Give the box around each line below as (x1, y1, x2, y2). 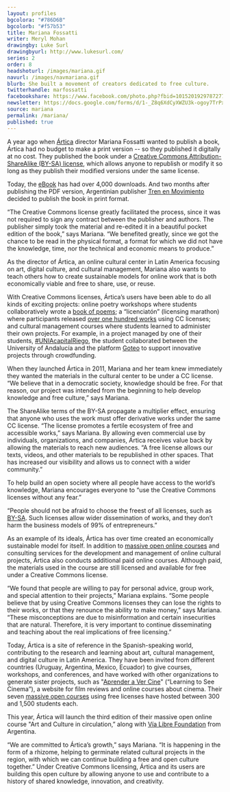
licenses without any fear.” (7, 493, 82, 501)
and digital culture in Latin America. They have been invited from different (7, 655, 215, 664)
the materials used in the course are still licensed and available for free (7, 563, 207, 572)
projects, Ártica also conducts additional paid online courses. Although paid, (7, 556, 222, 564)
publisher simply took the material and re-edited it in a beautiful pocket (7, 222, 207, 231)
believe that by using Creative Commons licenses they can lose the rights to (7, 598, 221, 607)
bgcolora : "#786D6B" (7, 16, 66, 23)
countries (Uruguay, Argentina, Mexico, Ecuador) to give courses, (7, 663, 192, 671)
